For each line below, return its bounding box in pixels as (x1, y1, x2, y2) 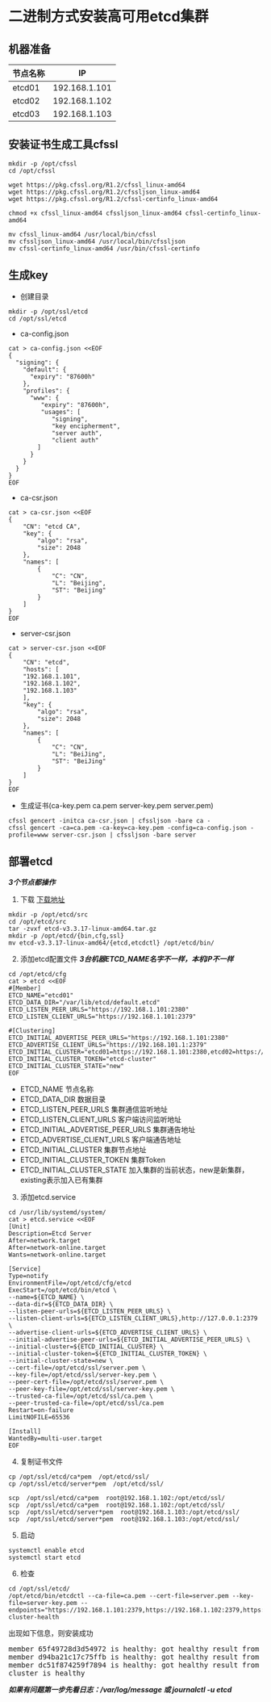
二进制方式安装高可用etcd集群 (8, 7, 209, 26)
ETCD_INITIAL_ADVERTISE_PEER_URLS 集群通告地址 (19, 1125, 196, 1134)
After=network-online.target (8, 1244, 106, 1252)
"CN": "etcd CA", (23, 522, 81, 530)
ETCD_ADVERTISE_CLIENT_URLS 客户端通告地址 (19, 1135, 181, 1145)
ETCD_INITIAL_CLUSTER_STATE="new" (8, 1063, 125, 1071)
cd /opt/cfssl (8, 166, 56, 174)
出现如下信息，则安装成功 (8, 1629, 94, 1638)
